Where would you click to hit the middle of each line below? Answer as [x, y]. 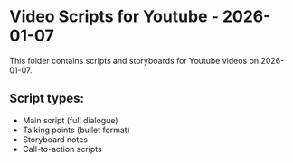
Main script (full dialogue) [71, 120]
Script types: [47, 99]
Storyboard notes [55, 139]
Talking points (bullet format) [76, 130]
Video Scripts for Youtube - [114, 17]
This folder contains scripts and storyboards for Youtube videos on [134, 60]
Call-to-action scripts [62, 149]
